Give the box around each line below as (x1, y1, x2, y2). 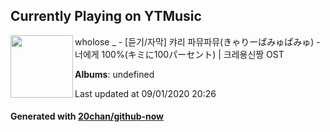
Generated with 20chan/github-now (10, 110, 165, 123)
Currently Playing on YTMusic (10, 8, 202, 25)
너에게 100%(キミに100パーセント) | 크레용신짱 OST (74, 48, 285, 60)
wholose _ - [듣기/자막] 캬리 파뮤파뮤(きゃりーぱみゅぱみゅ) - (74, 35, 321, 48)
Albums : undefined (74, 68, 155, 80)
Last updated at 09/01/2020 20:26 (74, 87, 217, 99)
